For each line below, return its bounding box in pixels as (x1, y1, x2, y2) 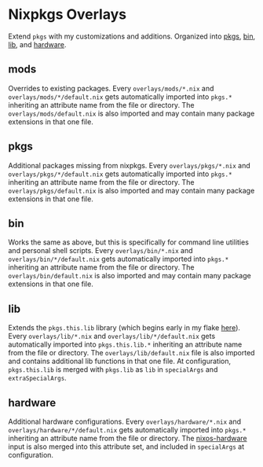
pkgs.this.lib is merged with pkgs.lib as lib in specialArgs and (8, 365, 218, 374)
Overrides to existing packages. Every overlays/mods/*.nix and (8, 83, 214, 93)
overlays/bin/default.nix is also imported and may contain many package (8, 271, 251, 281)
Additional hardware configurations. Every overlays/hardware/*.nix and (8, 417, 242, 426)
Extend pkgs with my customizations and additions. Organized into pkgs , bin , (8, 31, 256, 41)
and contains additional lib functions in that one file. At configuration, (8, 356, 232, 366)
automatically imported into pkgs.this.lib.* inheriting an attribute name (8, 340, 243, 349)
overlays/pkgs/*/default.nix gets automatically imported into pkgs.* (8, 169, 233, 178)
